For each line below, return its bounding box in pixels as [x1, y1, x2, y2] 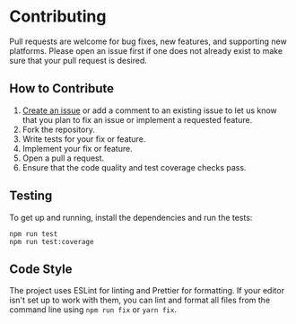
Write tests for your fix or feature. [22, 133, 146, 144]
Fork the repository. [22, 124, 96, 135]
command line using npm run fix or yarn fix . [9, 304, 178, 315]
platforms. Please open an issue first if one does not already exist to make [9, 45, 283, 56]
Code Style [9, 261, 73, 276]
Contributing [9, 6, 107, 27]
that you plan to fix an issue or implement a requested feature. [22, 114, 253, 125]
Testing [9, 188, 53, 204]
